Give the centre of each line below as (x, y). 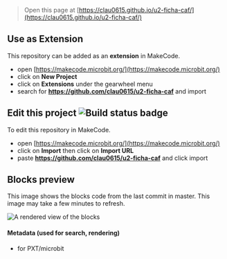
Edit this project (42, 113)
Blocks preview (41, 180)
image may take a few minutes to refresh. (66, 204)
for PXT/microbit (40, 248)
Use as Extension (45, 39)
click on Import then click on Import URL (75, 150)
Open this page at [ (52, 10)
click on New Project (47, 76)
